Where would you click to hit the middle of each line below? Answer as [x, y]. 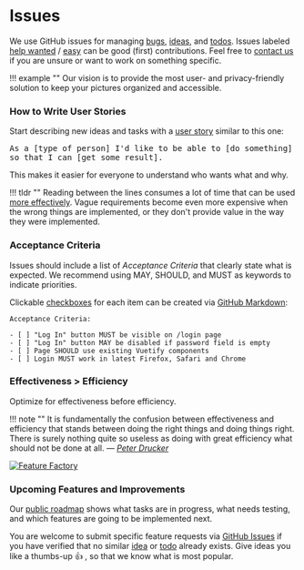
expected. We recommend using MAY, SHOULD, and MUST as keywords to [150, 275]
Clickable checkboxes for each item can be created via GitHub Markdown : [149, 302]
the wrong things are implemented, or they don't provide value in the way [147, 212]
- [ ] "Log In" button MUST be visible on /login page [116, 335]
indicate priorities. [43, 284]
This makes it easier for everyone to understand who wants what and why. [149, 175]
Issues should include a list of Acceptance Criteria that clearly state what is [151, 265]
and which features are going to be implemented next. [111, 519]
